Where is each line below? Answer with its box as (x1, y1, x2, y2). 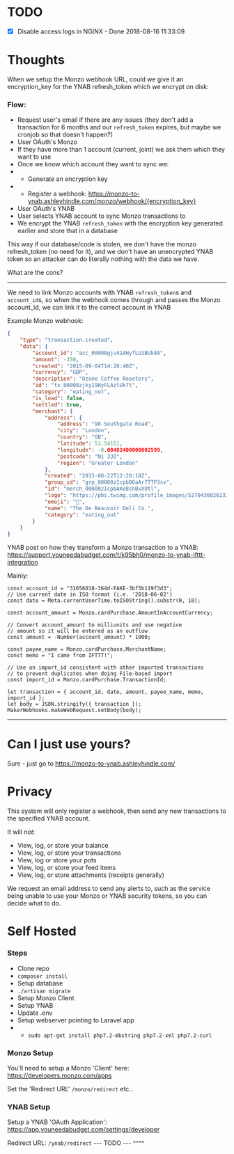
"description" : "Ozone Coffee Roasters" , (32, 375, 155, 383)
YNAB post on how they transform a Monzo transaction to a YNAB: (7, 544, 199, 552)
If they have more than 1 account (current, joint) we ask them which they (17, 145, 225, 154)
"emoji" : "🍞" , (44, 498, 86, 505)
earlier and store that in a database (17, 227, 118, 235)
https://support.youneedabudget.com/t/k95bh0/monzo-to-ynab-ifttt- (7, 551, 206, 559)
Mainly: (7, 571, 29, 580)
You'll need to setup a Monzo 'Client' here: (7, 1064, 130, 1072)
